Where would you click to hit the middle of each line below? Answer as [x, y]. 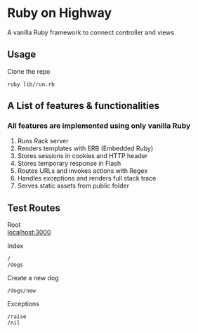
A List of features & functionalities [84, 106]
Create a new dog [33, 278]
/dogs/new [22, 291]
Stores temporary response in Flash [69, 164]
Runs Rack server [43, 141]
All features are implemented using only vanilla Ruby [99, 126]
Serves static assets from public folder [73, 186]
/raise [17, 317]
